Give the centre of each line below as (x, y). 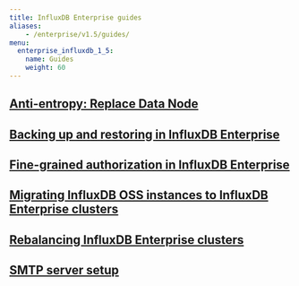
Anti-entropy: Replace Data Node (104, 104)
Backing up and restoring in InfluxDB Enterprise (145, 134)
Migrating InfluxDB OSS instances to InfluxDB (139, 195)
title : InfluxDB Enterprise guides (76, 17)
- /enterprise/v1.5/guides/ (77, 34)
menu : (19, 43)
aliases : (26, 26)
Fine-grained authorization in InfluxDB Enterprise (149, 165)
